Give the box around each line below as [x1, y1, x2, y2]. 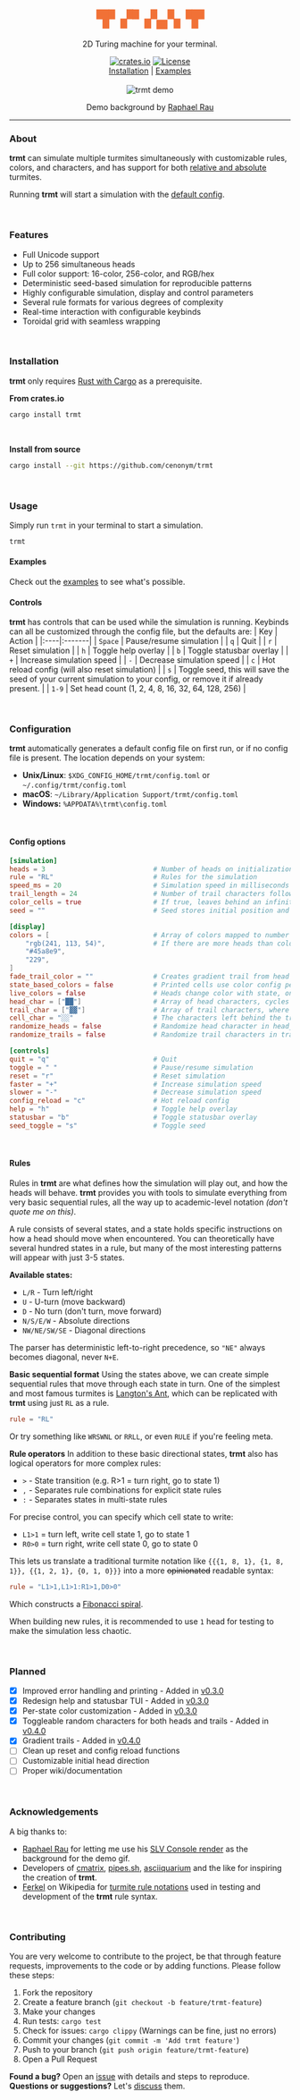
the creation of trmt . [21, 1872, 97, 1883]
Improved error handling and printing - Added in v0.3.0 [21, 1686, 225, 1697]
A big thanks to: [9, 1825, 67, 1837]
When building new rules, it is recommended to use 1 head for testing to [9, 1615, 274, 1627]
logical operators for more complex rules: [9, 1458, 162, 1469]
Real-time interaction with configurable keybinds [21, 306, 202, 317]
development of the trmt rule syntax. [21, 1891, 158, 1901]
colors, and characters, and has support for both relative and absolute [9, 162, 267, 174]
